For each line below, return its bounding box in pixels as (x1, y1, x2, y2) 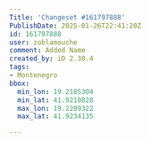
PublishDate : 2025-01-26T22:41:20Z (9, 21, 142, 30)
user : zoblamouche (9, 37, 78, 47)
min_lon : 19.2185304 (17, 87, 94, 96)
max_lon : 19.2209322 (17, 104, 94, 113)
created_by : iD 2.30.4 (9, 54, 94, 63)
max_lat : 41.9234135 (17, 112, 94, 121)
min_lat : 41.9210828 (17, 95, 94, 105)
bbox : (9, 79, 29, 88)
